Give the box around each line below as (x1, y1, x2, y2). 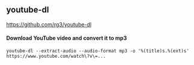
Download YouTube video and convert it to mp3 (6, 34, 127, 42)
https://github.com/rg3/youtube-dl (6, 20, 92, 28)
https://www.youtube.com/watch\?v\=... (6, 54, 106, 60)
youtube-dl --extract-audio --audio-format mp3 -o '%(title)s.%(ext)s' (6, 48, 189, 54)
